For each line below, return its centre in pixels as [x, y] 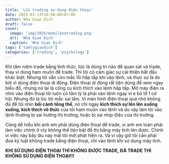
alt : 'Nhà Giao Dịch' [33, 38]
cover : [12, 29]
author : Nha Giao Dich [29, 19]
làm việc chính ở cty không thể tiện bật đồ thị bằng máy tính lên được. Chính [84, 130]
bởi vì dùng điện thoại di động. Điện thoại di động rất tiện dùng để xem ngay [84, 83]
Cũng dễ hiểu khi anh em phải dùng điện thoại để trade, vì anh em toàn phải [84, 125]
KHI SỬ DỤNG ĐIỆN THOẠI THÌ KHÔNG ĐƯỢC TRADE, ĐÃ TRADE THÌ [78, 150]
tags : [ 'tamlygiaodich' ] [31, 47]
